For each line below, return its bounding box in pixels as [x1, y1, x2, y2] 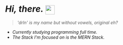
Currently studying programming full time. [12, 29, 97, 35]
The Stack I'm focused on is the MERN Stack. [12, 34, 105, 40]
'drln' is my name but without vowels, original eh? [17, 20, 118, 25]
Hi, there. [5, 3, 44, 15]
